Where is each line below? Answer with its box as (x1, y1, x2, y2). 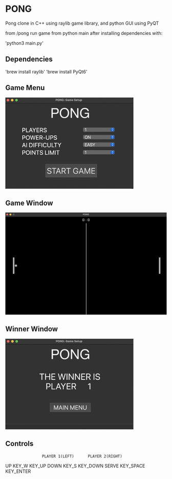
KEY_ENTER (5, 468, 31, 474)
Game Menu (5, 83, 45, 93)
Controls (5, 439, 34, 448)
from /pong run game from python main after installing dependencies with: (5, 30, 163, 36)
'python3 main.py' (5, 40, 44, 46)
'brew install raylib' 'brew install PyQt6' (5, 68, 88, 75)
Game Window (5, 198, 53, 207)
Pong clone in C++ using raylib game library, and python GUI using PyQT (5, 20, 159, 26)
